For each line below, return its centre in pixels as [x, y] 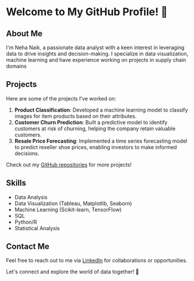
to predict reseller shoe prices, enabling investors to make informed [96, 147]
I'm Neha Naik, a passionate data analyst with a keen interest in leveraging [95, 47]
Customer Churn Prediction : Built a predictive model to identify [91, 122]
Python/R [26, 222]
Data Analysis [31, 197]
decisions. [27, 153]
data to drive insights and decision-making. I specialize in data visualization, [97, 54]
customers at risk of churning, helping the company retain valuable [95, 129]
